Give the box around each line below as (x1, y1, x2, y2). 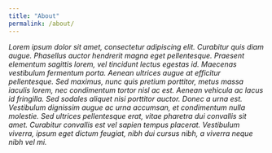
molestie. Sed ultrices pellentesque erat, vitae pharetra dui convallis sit (8, 111, 247, 120)
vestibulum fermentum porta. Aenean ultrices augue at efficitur (8, 68, 222, 77)
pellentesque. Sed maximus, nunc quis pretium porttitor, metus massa (8, 76, 244, 86)
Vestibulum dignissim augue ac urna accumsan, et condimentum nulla (8, 103, 246, 112)
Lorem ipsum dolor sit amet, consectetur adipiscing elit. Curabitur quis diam (8, 42, 265, 51)
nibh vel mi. (8, 137, 47, 146)
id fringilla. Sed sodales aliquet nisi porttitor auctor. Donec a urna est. (8, 94, 243, 103)
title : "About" (8, 11, 60, 20)
